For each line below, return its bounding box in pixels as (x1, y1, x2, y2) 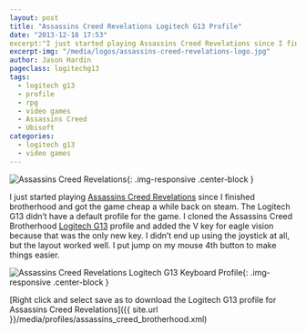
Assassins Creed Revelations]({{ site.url (9, 304, 158, 315)
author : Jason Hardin (9, 55, 92, 65)
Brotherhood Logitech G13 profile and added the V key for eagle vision (9, 220, 274, 231)
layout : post (9, 13, 59, 23)
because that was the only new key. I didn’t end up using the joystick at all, (9, 229, 290, 241)
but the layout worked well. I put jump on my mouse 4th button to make (9, 239, 277, 250)
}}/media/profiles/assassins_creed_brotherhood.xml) (9, 313, 208, 324)
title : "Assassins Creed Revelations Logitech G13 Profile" (9, 22, 243, 31)
